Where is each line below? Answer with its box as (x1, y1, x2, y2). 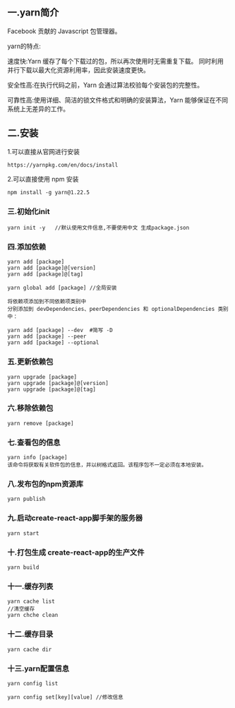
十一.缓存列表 (7, 582, 54, 591)
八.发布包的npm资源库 (7, 479, 83, 489)
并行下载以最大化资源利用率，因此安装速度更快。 (7, 66, 150, 74)
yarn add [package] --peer (7, 333, 87, 341)
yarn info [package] (7, 454, 68, 461)
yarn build (7, 564, 40, 571)
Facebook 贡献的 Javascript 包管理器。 (7, 27, 121, 35)
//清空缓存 (7, 606, 35, 613)
